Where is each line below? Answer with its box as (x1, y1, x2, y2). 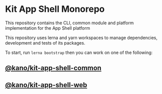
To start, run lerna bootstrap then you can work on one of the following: (5, 49, 153, 55)
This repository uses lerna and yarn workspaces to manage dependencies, (5, 35, 158, 41)
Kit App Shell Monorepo (5, 3, 105, 15)
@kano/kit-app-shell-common (5, 64, 102, 72)
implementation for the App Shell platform (5, 25, 90, 31)
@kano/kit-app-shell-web (5, 81, 87, 89)
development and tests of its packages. (5, 40, 85, 46)
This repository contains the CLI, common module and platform (5, 20, 134, 26)
